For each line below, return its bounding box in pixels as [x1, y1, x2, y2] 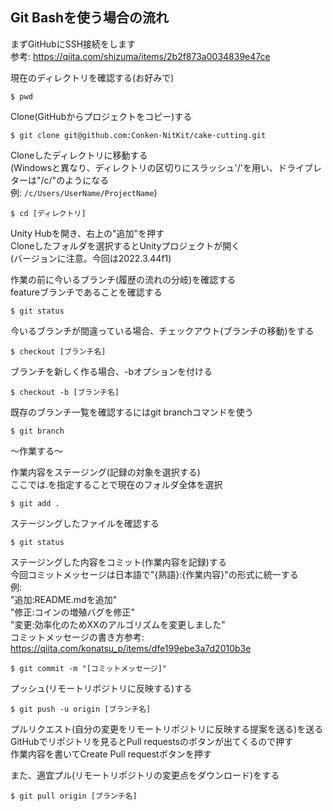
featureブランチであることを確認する [10, 286, 163, 298]
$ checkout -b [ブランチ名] [10, 387, 120, 397]
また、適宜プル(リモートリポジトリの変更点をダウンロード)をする [10, 769, 280, 781]
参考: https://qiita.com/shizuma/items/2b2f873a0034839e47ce [10, 50, 271, 62]
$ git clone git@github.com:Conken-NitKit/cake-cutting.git [10, 130, 267, 140]
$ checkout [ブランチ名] [10, 346, 107, 357]
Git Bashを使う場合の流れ [10, 9, 170, 27]
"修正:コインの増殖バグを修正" [10, 606, 136, 618]
